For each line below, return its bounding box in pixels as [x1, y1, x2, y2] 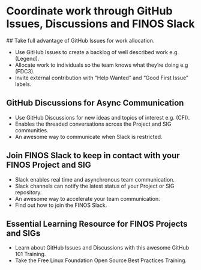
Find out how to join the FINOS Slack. [14, 201, 107, 209]
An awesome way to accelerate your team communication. [14, 195, 160, 202]
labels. [14, 80, 32, 88]
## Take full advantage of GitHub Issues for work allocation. [6, 37, 155, 44]
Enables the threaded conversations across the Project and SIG [14, 120, 172, 127]
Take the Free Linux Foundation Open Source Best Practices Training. [14, 257, 187, 264]
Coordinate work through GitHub [6, 4, 173, 18]
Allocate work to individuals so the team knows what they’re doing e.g [14, 61, 188, 69]
